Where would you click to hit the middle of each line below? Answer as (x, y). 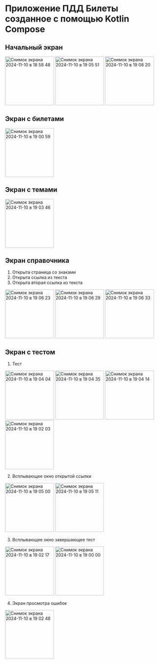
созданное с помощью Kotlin (67, 19)
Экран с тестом (30, 352)
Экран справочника (37, 261)
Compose (25, 29)
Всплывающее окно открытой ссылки (52, 476)
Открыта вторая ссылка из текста (47, 283)
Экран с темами (31, 190)
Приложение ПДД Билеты (62, 9)
